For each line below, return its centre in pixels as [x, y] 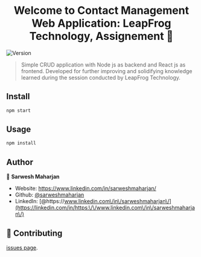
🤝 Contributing [34, 233]
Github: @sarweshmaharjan [49, 195]
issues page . [22, 247]
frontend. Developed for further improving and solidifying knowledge [107, 71]
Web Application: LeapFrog [101, 23]
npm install [21, 143]
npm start [19, 110]
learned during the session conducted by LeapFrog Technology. [101, 77]
